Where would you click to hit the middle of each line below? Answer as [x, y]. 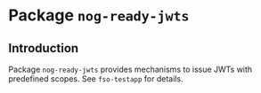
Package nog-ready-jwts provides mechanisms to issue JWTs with [130, 69]
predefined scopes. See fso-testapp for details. [96, 79]
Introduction [44, 48]
